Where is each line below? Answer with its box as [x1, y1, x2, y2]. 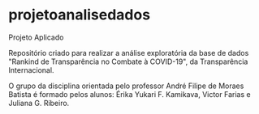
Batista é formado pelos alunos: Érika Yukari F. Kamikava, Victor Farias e [8, 89, 251, 99]
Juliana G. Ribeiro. [8, 98, 70, 108]
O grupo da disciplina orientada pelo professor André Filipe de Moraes [8, 81, 244, 91]
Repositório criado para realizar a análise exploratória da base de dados [8, 48, 249, 57]
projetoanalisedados [8, 6, 151, 24]
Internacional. [8, 65, 54, 74]
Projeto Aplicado [8, 32, 64, 42]
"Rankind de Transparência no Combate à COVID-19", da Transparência [8, 57, 248, 66]
